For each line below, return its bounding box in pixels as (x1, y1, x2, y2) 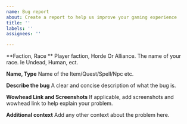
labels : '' (6, 25, 33, 32)
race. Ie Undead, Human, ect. (6, 59, 79, 66)
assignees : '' (6, 31, 42, 37)
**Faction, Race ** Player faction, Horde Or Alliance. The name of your (6, 52, 182, 60)
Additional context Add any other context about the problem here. (6, 111, 170, 119)
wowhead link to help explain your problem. (6, 100, 113, 107)
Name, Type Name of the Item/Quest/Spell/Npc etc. (6, 70, 134, 77)
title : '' (6, 20, 31, 26)
